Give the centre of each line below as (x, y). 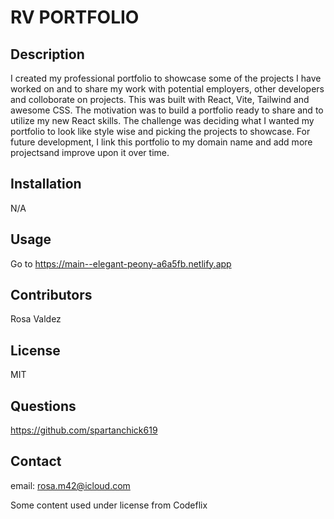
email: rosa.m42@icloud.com (70, 485)
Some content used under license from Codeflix (109, 505)
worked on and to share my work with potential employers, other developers (167, 89)
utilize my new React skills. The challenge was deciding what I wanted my (162, 120)
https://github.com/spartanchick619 (84, 430)
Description (47, 54)
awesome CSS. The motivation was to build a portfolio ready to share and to (167, 110)
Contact (36, 461)
